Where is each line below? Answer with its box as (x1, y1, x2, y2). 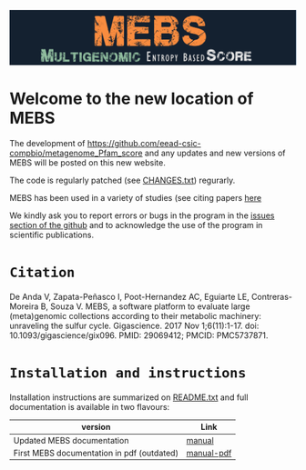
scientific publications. (9, 229, 94, 240)
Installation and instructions (9, 365, 247, 382)
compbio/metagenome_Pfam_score (9, 147, 143, 158)
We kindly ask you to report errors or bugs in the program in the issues (9, 210, 275, 221)
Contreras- (250, 291, 293, 302)
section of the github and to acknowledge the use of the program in (9, 219, 263, 230)
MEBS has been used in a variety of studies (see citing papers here (9, 192, 262, 203)
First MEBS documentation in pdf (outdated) (13, 447, 179, 458)
